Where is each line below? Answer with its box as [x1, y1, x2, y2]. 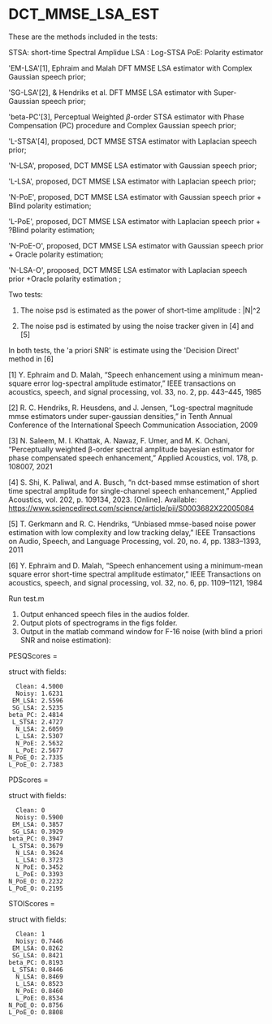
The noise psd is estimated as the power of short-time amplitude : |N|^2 [19, 305, 261, 315]
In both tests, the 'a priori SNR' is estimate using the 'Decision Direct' [8, 345, 240, 355]
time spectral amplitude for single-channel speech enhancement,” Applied [8, 486, 257, 495]
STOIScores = [8, 898, 55, 908]
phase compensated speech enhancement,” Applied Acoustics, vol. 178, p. [8, 452, 258, 463]
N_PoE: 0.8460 [15, 987, 63, 995]
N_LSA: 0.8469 [15, 972, 63, 981]
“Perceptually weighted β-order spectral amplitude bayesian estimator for [8, 444, 255, 454]
